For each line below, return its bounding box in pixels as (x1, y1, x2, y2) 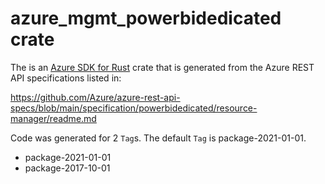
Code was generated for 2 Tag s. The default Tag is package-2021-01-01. (10, 132, 307, 144)
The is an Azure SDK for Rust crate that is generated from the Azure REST (10, 61, 315, 73)
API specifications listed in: (10, 72, 122, 84)
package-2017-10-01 (24, 162, 111, 174)
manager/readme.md (10, 112, 97, 124)
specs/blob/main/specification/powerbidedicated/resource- (10, 102, 258, 114)
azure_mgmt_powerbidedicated (10, 7, 282, 30)
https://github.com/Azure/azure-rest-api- (10, 91, 181, 103)
